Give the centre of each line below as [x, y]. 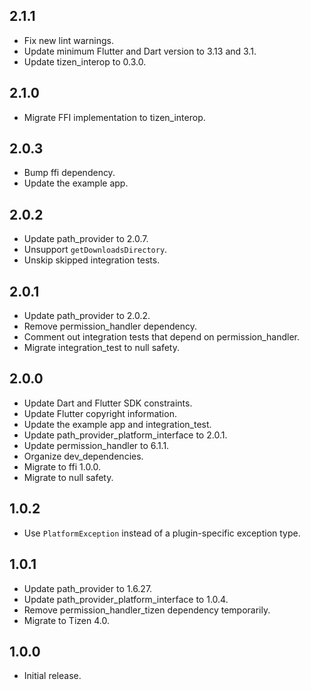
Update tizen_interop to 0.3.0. [85, 61]
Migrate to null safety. [68, 477]
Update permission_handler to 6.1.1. [96, 445]
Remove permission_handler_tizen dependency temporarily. [147, 610]
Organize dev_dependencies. [83, 456]
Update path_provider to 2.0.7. [86, 239]
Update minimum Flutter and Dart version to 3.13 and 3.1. [140, 51]
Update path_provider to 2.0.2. [87, 316]
